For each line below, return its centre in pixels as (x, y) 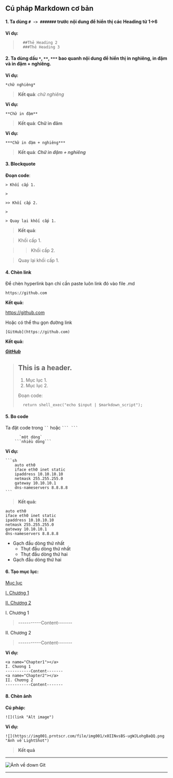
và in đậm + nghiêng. (28, 64)
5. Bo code (17, 416)
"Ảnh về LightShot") (28, 740)
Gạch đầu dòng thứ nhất (39, 543)
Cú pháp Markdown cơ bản (49, 8)
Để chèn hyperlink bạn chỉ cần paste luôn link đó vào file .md (70, 284)
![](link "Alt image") (30, 717)
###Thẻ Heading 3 (41, 47)
